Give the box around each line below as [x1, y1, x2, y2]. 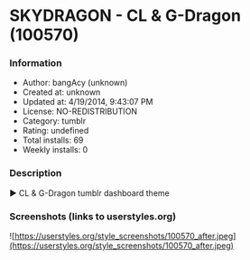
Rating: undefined [22, 125, 89, 136]
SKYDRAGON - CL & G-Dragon [9, 5, 242, 26]
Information [9, 57, 62, 70]
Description [9, 167, 62, 180]
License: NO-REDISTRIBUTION [22, 106, 138, 117]
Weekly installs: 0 [22, 144, 88, 155]
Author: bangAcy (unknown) [22, 78, 128, 88]
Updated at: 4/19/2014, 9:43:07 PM [22, 97, 153, 107]
